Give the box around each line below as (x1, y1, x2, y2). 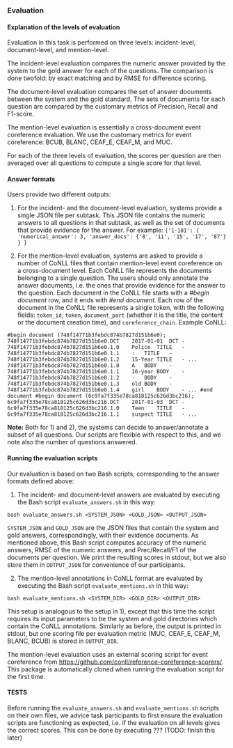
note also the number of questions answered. (7, 438, 138, 446)
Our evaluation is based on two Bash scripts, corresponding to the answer (7, 469, 220, 478)
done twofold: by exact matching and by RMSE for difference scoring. (7, 74, 207, 82)
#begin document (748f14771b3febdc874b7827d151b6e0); (7, 332, 167, 339)
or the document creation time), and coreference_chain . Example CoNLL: (17, 318, 227, 327)
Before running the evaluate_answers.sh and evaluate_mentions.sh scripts (7, 703, 220, 712)
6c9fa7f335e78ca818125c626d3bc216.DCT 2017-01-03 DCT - (7, 399, 186, 406)
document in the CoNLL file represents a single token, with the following (17, 304, 225, 312)
